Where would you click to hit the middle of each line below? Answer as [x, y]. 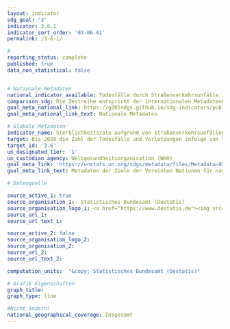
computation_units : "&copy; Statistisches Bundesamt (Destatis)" [104, 271]
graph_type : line [32, 296]
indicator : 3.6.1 [32, 26]
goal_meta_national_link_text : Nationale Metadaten [82, 114]
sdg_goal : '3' [27, 20]
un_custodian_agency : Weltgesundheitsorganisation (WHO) [90, 158]
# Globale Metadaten [37, 127]
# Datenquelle [27, 183]
